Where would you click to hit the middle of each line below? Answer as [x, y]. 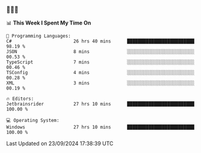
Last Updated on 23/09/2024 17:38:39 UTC [60, 143]
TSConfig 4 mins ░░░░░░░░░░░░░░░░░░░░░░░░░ [100, 73]
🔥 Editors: [20, 99]
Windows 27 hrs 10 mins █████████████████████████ [100, 127]
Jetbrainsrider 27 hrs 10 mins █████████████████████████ [100, 104]
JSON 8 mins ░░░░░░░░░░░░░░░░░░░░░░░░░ [100, 52]
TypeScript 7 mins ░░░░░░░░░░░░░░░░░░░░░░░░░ [100, 62]
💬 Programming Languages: [38, 36]
